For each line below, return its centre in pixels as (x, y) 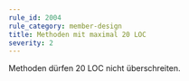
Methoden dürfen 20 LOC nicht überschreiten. (95, 68)
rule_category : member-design (66, 26)
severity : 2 (31, 43)
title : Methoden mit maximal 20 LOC (77, 34)
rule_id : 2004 (35, 18)
